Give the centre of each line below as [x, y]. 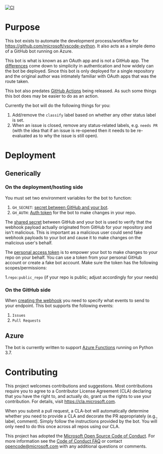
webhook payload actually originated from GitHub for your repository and [79, 227]
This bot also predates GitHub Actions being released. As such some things [81, 91]
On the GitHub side [28, 289]
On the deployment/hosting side [44, 187]
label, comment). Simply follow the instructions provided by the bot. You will [81, 421]
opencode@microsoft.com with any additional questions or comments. [76, 446]
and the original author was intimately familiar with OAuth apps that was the [81, 76]
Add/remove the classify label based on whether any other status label [84, 115]
